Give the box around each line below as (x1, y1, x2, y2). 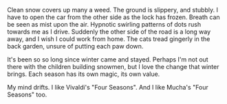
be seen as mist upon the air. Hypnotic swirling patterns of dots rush (7, 21, 202, 28)
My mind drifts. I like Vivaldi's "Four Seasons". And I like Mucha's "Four (7, 83, 208, 91)
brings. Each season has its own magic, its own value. (7, 70, 160, 78)
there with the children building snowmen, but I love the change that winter (7, 63, 219, 70)
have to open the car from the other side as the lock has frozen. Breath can (7, 13, 220, 21)
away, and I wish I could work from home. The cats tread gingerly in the (7, 35, 210, 43)
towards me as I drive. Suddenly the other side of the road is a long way (7, 27, 211, 36)
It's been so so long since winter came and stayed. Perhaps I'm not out (7, 55, 208, 64)
